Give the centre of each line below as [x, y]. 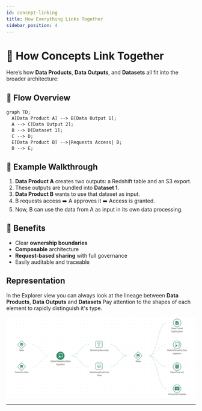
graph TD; [19, 112]
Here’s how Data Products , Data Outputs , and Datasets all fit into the [92, 73]
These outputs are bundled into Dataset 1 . [67, 187]
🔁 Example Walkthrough [52, 167]
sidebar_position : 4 [32, 25]
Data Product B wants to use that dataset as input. [77, 194]
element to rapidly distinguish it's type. [54, 308]
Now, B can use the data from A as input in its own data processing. [99, 209]
